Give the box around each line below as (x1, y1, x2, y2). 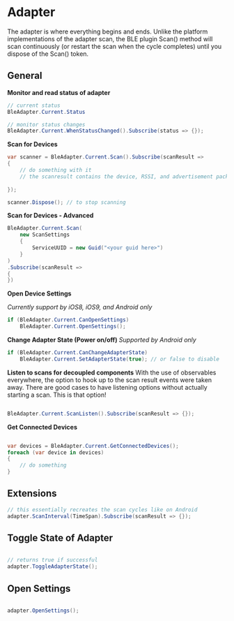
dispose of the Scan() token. (7, 50, 89, 58)
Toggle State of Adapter (7, 532, 114, 543)
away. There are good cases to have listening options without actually (7, 383, 208, 391)
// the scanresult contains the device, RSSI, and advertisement (19, 173, 214, 180)
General (7, 70, 43, 82)
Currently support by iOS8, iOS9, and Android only (7, 303, 153, 312)
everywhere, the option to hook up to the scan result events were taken (7, 375, 212, 384)
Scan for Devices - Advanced (7, 211, 94, 220)
